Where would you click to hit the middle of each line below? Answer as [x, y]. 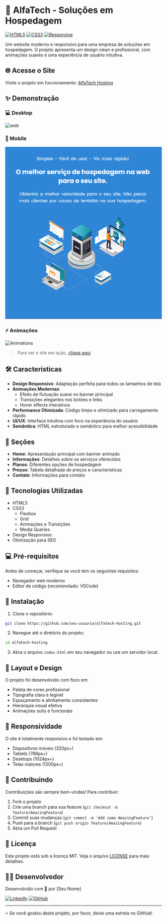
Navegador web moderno [39, 580]
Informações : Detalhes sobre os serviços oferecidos [66, 460]
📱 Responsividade [34, 726]
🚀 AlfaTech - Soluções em [59, 10]
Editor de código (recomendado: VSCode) [55, 586]
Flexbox [28, 513]
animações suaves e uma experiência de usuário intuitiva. [64, 55]
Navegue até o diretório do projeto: [48, 633]
